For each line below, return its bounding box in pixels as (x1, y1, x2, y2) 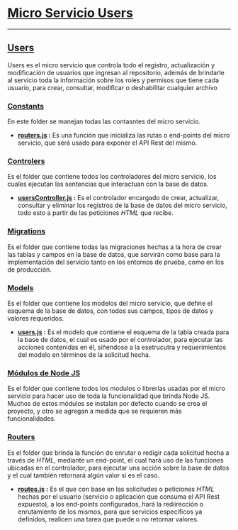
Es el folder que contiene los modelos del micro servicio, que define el (7, 299, 212, 307)
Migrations (7, 226, 46, 236)
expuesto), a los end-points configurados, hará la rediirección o (17, 499, 204, 508)
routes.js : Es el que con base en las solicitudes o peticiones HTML (17, 485, 215, 493)
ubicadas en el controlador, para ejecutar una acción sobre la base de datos (7, 463, 229, 472)
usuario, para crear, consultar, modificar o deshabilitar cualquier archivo (7, 83, 218, 92)
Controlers (7, 156, 45, 166)
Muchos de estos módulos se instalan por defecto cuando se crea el (7, 399, 208, 408)
